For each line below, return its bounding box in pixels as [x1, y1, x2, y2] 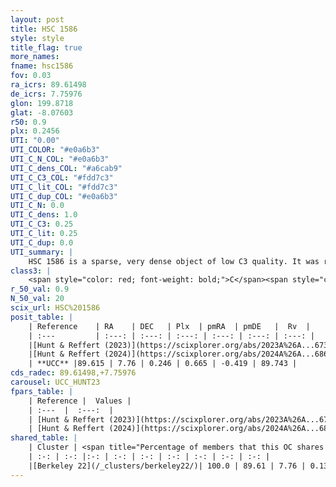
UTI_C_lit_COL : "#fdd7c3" [10, 182, 118, 192]
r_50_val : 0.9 [10, 284, 70, 295]
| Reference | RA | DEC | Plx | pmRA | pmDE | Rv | [28, 321, 311, 331]
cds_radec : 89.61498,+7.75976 [10, 368, 137, 378]
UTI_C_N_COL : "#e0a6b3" [10, 154, 110, 164]
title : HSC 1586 [10, 24, 78, 34]
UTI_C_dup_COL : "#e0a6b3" [10, 191, 118, 201]
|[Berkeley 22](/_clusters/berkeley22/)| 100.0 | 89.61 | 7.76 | [28, 461, 307, 471]
